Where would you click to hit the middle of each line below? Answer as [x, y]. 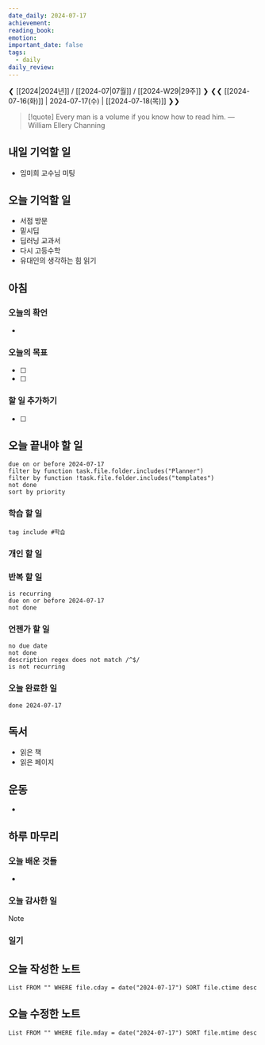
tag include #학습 [37, 532]
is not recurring [37, 667]
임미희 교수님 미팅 [47, 172]
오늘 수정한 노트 [44, 1014]
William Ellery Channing [66, 125]
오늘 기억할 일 [40, 200]
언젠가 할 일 [29, 629]
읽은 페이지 [37, 762]
